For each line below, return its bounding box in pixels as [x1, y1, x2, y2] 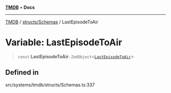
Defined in [5, 68, 39, 77]
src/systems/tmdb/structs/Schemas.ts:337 [5, 81, 95, 88]
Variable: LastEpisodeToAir [5, 37, 122, 48]
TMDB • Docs [5, 5, 35, 10]
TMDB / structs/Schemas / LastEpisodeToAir [5, 19, 98, 25]
